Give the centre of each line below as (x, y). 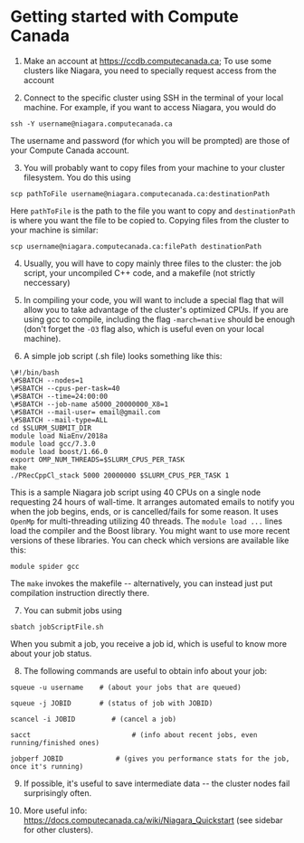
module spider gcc (45, 566)
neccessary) (47, 282)
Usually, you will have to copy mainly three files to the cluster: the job (152, 263)
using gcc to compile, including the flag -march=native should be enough (159, 319)
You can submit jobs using (73, 610)
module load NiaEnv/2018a (59, 436)
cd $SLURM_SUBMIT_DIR (51, 428)
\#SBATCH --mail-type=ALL (59, 420)
